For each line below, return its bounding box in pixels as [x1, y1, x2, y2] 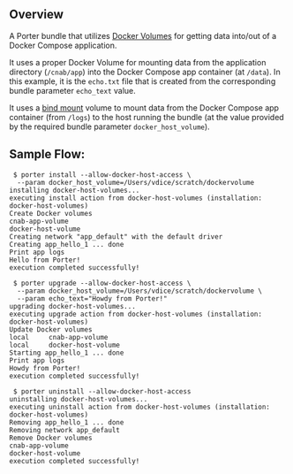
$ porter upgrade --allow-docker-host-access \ [12, 279, 192, 287]
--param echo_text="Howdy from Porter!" [17, 294, 168, 303]
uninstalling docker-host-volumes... [9, 394, 148, 403]
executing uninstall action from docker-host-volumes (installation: [9, 402, 271, 411]
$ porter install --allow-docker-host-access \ [12, 170, 192, 180]
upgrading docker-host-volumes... [9, 302, 137, 310]
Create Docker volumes [9, 209, 93, 218]
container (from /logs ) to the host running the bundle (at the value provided [9, 111, 284, 122]
